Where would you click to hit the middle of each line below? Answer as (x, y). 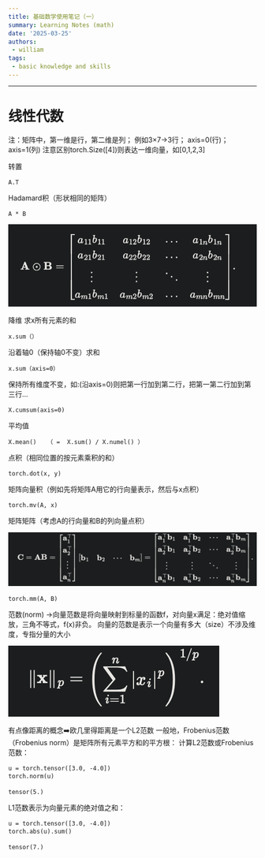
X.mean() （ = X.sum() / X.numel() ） (76, 442)
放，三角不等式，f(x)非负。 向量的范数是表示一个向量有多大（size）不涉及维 (132, 625)
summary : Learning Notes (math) (61, 25)
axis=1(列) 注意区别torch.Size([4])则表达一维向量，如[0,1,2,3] (107, 149)
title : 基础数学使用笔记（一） (53, 17)
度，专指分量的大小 (39, 634)
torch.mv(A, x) (33, 505)
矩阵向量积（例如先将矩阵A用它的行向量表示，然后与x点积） (106, 489)
